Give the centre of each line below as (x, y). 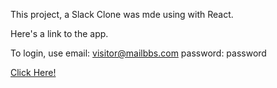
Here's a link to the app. (59, 33)
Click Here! (33, 72)
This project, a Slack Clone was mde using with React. (122, 14)
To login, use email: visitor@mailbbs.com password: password (138, 53)
